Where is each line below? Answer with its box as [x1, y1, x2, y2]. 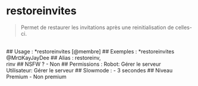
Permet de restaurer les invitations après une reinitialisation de [20, 24, 174, 31]
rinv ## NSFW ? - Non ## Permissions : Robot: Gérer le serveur [6, 60, 162, 68]
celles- [175, 24, 192, 31]
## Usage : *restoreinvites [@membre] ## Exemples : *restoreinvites [6, 47, 174, 55]
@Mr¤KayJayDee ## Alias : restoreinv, [6, 54, 101, 61]
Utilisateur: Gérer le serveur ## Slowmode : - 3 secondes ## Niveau [6, 66, 173, 74]
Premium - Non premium [6, 73, 67, 80]
